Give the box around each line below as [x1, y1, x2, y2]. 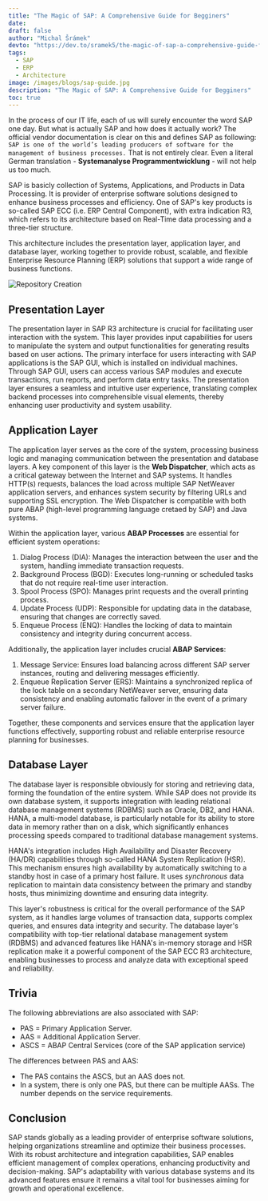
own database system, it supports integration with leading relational [8, 796, 231, 806]
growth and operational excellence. [8, 1183, 124, 1193]
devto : [8, 42, 30, 50]
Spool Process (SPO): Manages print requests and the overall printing [19, 586, 249, 596]
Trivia [8, 987, 37, 1000]
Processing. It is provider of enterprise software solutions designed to [8, 189, 238, 198]
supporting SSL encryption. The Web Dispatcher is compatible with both [8, 495, 246, 505]
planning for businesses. [8, 735, 89, 744]
